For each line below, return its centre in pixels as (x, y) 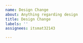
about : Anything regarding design (42, 14)
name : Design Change (27, 10)
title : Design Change (28, 19)
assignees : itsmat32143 (30, 28)
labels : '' (17, 24)
